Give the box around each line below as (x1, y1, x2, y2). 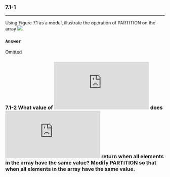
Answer (5, 39, 22, 44)
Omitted (5, 49, 22, 55)
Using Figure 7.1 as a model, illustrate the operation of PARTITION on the (5, 20, 156, 26)
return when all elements (101, 153, 164, 160)
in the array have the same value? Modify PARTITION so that (5, 159, 157, 166)
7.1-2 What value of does (5, 104, 163, 111)
